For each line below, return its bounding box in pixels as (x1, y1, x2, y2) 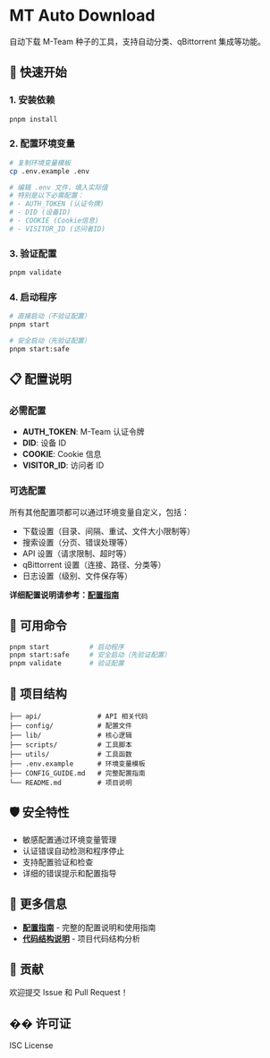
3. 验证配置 (9, 247, 57, 259)
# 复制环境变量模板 (9, 158, 72, 167)
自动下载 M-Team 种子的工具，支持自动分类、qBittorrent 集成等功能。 (9, 36, 266, 47)
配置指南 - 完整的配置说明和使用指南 (21, 922, 156, 933)
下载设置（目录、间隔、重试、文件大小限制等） (21, 525, 195, 537)
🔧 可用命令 (9, 618, 67, 633)
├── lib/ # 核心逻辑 (9, 731, 132, 740)
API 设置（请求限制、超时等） (21, 547, 132, 559)
